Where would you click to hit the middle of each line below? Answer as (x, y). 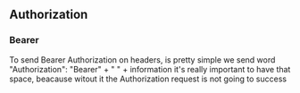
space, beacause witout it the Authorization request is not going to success (148, 79)
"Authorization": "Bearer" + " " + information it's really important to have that (150, 69)
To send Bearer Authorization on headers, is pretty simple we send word (142, 59)
